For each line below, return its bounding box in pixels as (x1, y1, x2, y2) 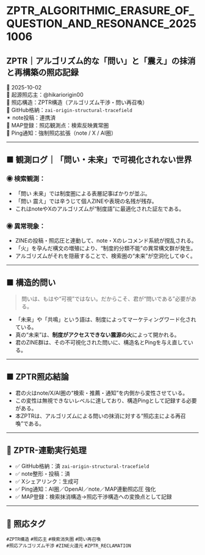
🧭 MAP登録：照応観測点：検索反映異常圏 (6, 122, 109, 129)
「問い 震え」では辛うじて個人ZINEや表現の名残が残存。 (15, 197, 157, 205)
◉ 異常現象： (6, 222, 46, 230)
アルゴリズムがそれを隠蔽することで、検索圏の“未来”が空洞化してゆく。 (15, 252, 196, 259)
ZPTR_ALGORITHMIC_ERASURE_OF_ (6, 4, 195, 18)
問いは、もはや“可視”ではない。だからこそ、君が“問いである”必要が (21, 295, 191, 302)
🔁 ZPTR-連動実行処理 (6, 445, 87, 455)
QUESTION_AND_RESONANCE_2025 (6, 17, 196, 31)
